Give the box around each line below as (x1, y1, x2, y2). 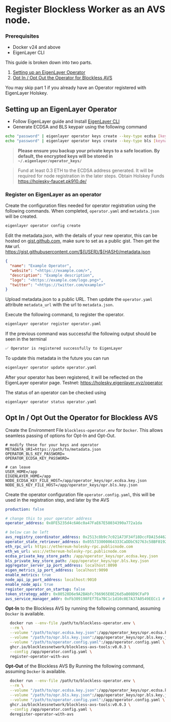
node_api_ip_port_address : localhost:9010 (5, 577, 97, 582)
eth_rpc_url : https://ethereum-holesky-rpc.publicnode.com (5, 544, 133, 549)
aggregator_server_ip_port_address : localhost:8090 (5, 563, 117, 568)
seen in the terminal (5, 336, 47, 342)
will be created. (5, 213, 38, 220)
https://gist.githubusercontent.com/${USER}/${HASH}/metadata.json (5, 249, 151, 255)
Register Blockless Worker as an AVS (5, 4, 165, 15)
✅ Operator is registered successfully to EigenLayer (5, 346, 123, 351)
